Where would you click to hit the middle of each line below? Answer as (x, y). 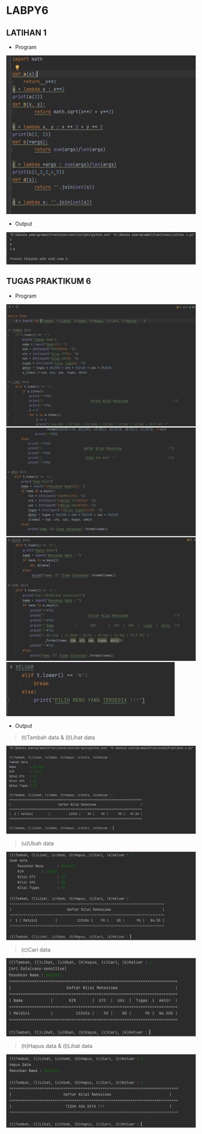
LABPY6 (28, 11)
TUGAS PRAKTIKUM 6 (49, 281)
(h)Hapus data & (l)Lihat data (57, 1046)
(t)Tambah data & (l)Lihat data (58, 738)
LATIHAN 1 (26, 33)
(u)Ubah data (37, 843)
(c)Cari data (36, 950)
